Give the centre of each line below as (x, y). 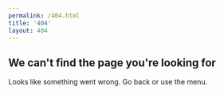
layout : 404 (28, 30)
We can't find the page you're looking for (112, 63)
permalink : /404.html (44, 16)
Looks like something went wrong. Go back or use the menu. (108, 82)
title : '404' (30, 23)
